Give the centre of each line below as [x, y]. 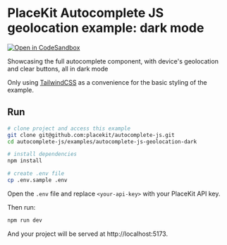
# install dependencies [42, 154]
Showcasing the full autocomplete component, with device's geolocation [113, 61]
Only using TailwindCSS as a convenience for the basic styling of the [107, 82]
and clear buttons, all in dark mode [58, 68]
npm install [25, 161]
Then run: [22, 207]
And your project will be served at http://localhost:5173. [87, 234]
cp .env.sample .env [38, 180]
